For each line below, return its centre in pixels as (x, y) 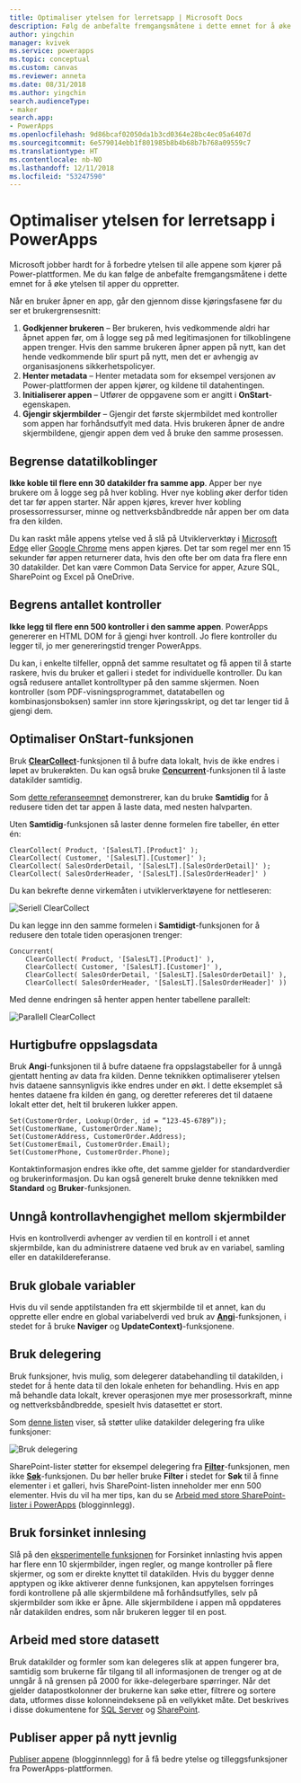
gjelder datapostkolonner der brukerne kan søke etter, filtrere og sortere (143, 1690)
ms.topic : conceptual (50, 59)
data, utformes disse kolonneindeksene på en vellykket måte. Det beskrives (149, 1699)
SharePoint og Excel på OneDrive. (72, 577)
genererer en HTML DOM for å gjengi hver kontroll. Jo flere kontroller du (143, 636)
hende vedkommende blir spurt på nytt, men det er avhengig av (140, 357)
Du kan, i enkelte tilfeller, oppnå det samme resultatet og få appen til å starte (150, 663)
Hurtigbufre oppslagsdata (84, 1045)
